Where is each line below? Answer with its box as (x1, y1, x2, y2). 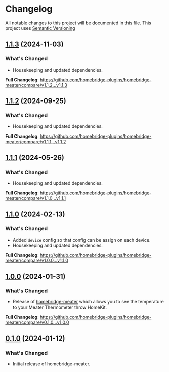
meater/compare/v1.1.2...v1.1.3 (5, 82, 67, 88)
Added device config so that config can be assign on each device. (12, 236, 151, 243)
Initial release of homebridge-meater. (12, 361, 90, 367)
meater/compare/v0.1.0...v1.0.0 (5, 319, 69, 325)
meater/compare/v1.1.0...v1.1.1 (5, 195, 66, 201)
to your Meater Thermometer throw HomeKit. (12, 304, 107, 310)
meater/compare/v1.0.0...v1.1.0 (5, 257, 68, 263)
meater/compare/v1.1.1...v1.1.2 (5, 139, 66, 145)
